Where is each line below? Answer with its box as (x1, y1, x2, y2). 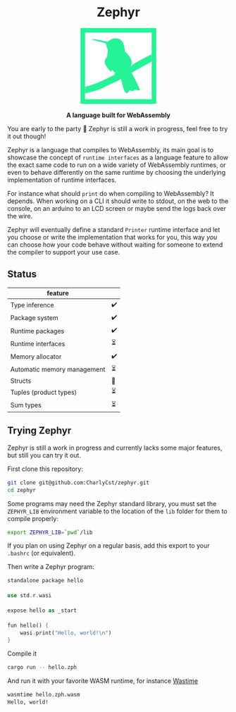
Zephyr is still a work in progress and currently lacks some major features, (7, 443, 223, 452)
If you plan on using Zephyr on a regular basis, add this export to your (7, 541, 210, 550)
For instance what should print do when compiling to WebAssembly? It (7, 189, 215, 197)
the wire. (7, 211, 33, 220)
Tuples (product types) (10, 388, 77, 396)
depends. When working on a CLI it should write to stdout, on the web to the (7, 197, 229, 205)
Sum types (10, 401, 42, 409)
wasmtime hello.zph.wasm (7, 692, 80, 699)
